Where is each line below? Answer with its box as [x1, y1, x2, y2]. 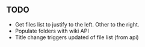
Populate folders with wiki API [14, 27, 89, 34]
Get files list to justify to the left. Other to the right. [14, 20, 140, 28]
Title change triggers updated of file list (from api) [14, 33, 140, 41]
